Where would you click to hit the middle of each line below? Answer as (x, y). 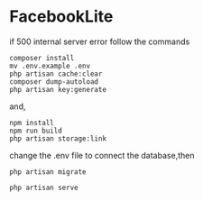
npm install (32, 123)
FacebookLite (61, 17)
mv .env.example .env (50, 66)
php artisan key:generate (58, 89)
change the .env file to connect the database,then (102, 155)
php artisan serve (44, 187)
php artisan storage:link (58, 138)
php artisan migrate (48, 172)
